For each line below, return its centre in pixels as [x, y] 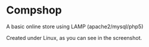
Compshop [34, 10]
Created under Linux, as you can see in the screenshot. [74, 38]
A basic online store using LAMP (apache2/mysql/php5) [75, 26]
